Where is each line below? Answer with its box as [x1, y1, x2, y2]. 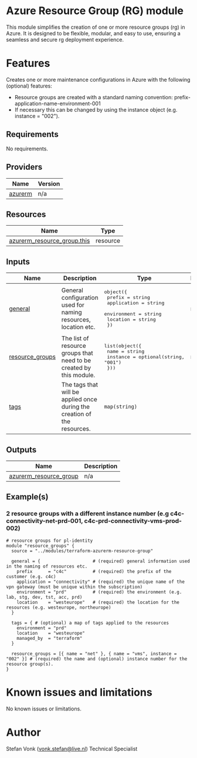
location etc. [61, 323, 96, 331]
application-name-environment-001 [14, 100, 101, 107]
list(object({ [104, 343, 142, 349]
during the [61, 403, 90, 411]
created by [61, 364, 91, 372]
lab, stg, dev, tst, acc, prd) [6, 594, 83, 600]
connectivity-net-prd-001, [6, 517, 83, 525]
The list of [61, 334, 89, 343]
